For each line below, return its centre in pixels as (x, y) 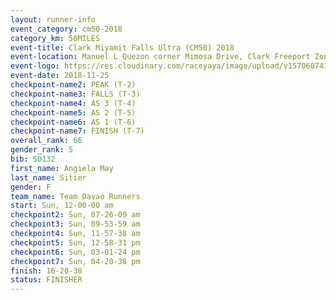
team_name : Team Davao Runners (75, 196)
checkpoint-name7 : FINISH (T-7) (77, 131)
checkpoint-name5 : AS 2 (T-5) (73, 112)
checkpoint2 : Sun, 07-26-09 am (75, 215)
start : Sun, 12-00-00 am (62, 206)
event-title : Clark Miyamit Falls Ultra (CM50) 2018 (122, 47)
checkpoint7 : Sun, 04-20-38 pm (75, 261)
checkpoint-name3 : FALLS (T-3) (75, 94)
